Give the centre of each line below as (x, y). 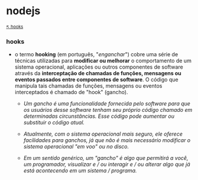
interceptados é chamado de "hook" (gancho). (71, 92)
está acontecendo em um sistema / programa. (80, 171)
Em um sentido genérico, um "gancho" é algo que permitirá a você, (106, 158)
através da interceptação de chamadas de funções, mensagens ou (98, 73)
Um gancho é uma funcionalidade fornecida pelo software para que (107, 104)
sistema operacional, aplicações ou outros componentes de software (99, 67)
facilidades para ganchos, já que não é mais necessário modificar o (107, 140)
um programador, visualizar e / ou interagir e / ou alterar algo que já (107, 165)
